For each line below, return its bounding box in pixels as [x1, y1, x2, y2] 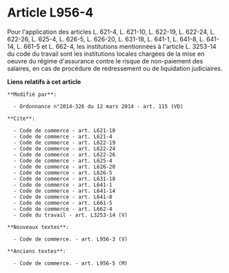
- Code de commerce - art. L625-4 [13, 157, 112, 164]
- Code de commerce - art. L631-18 [13, 175, 116, 182]
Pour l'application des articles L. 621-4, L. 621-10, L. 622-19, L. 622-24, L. [7, 28, 216, 36]
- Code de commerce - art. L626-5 [13, 169, 112, 176]
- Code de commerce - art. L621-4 [13, 133, 112, 140]
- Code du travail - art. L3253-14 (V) [13, 212, 128, 219]
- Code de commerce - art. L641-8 [13, 193, 112, 201]
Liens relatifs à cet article [7, 77, 81, 85]
